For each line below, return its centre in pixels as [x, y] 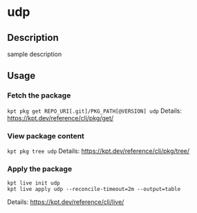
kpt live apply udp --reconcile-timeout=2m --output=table [94, 189]
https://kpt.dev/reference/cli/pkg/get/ [60, 118]
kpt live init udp [34, 183]
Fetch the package [39, 95]
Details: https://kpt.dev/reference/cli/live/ [66, 202]
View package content [46, 136]
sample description [35, 54]
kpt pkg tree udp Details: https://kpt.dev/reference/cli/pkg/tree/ [98, 151]
